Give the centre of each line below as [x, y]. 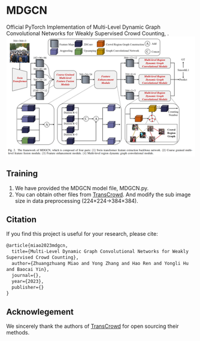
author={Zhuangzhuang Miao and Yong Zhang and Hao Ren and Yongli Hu [100, 264]
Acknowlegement [40, 312]
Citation [22, 220]
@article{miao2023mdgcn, [37, 246]
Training [22, 174]
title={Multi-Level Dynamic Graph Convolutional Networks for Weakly [100, 252]
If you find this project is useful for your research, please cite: [82, 234]
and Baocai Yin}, [28, 270]
